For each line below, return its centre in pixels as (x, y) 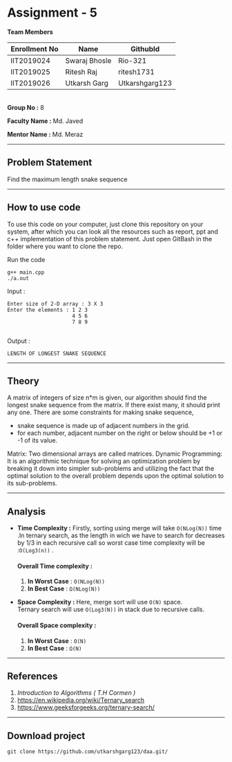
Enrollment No (35, 48)
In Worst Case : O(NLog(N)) (66, 582)
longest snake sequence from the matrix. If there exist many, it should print (114, 405)
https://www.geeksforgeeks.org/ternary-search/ (86, 707)
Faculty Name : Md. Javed (45, 121)
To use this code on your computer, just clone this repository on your (105, 224)
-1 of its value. (37, 440)
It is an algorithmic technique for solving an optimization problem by (104, 461)
